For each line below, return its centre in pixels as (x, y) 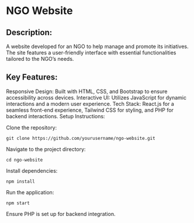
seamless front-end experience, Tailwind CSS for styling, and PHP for (90, 110)
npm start (18, 203)
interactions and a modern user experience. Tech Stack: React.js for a (90, 104)
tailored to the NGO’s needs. (40, 59)
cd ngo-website (25, 160)
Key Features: (32, 77)
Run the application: (30, 192)
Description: (29, 32)
